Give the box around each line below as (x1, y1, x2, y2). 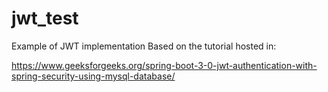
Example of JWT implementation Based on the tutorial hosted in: (11, 40, 277, 52)
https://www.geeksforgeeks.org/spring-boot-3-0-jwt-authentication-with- (11, 59, 318, 71)
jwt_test (11, 7, 79, 30)
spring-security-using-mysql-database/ (11, 70, 176, 82)
